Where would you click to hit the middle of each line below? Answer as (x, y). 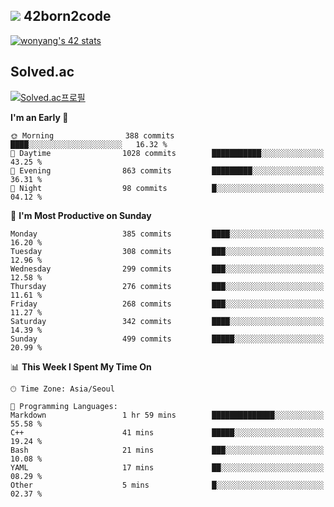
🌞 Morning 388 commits (92, 135)
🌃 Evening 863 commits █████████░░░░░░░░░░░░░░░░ (167, 170)
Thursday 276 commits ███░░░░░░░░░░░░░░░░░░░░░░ (167, 286)
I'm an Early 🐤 (39, 117)
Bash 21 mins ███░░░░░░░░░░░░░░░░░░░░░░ (167, 450)
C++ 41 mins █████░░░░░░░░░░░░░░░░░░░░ (167, 432)
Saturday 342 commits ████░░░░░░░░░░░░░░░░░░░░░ (167, 321)
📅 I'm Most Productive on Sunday (81, 215)
